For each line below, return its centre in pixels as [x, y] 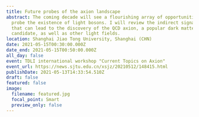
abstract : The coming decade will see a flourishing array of [84, 17]
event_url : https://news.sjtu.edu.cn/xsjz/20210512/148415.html [87, 66]
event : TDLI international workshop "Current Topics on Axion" [86, 61]
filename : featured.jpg [41, 94]
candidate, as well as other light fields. [66, 34]
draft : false [22, 77]
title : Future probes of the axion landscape [63, 12]
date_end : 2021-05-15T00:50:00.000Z [51, 50]
